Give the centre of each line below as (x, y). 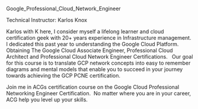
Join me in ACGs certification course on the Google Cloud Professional (93, 87)
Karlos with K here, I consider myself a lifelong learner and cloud (85, 31)
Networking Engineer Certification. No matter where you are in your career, (99, 93)
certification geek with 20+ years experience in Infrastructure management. (99, 38)
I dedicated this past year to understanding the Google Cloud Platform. (92, 44)
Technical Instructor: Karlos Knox (47, 20)
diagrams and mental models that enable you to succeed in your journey (95, 69)
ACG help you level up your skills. (47, 100)
